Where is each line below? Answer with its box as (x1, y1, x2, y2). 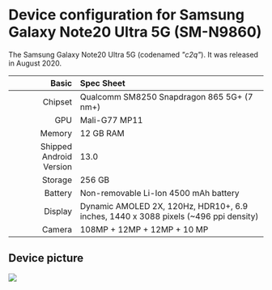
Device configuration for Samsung (8, 6, 245, 24)
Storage (41, 174, 73, 186)
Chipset (42, 96, 73, 107)
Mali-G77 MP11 (79, 114, 143, 126)
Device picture (8, 251, 84, 265)
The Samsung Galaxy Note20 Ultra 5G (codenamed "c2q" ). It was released (8, 49, 259, 59)
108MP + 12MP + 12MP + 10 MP (79, 224, 209, 235)
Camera (41, 224, 73, 235)
